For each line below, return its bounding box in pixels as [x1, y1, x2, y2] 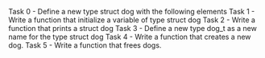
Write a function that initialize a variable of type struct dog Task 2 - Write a [8, 15, 256, 25]
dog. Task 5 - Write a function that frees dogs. [8, 41, 162, 50]
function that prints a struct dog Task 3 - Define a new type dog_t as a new [8, 24, 258, 33]
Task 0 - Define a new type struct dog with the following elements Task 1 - [8, 7, 255, 16]
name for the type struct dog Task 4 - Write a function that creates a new [8, 32, 251, 41]
